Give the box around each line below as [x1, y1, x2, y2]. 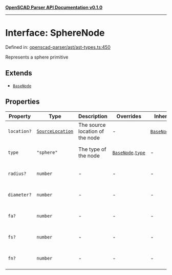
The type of [78, 146, 106, 153]
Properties [5, 97, 40, 106]
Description [78, 112, 107, 120]
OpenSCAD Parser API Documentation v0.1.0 [5, 5, 103, 10]
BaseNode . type [112, 149, 146, 156]
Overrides [116, 112, 142, 120]
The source [78, 121, 106, 128]
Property [8, 112, 31, 120]
